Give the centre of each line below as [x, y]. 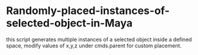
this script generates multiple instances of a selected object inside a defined [99, 39]
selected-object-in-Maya [69, 23]
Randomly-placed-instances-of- [88, 11]
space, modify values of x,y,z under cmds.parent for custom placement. [94, 46]
